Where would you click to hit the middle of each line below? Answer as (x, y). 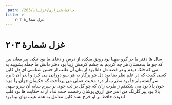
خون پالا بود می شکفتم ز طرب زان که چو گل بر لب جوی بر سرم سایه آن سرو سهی (85, 86)
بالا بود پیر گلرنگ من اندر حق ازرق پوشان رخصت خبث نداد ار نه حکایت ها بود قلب (83, 91)
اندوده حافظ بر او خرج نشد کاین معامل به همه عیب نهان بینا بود (65, 97)
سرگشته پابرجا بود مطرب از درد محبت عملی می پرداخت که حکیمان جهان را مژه (82, 81)
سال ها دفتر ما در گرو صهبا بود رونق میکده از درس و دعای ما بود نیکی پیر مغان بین (84, 59)
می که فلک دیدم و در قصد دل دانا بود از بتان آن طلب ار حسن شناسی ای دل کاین (82, 70)
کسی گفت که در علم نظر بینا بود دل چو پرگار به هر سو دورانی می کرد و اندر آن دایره (86, 75)
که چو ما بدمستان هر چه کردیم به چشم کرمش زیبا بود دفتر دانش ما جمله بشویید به (84, 64)
